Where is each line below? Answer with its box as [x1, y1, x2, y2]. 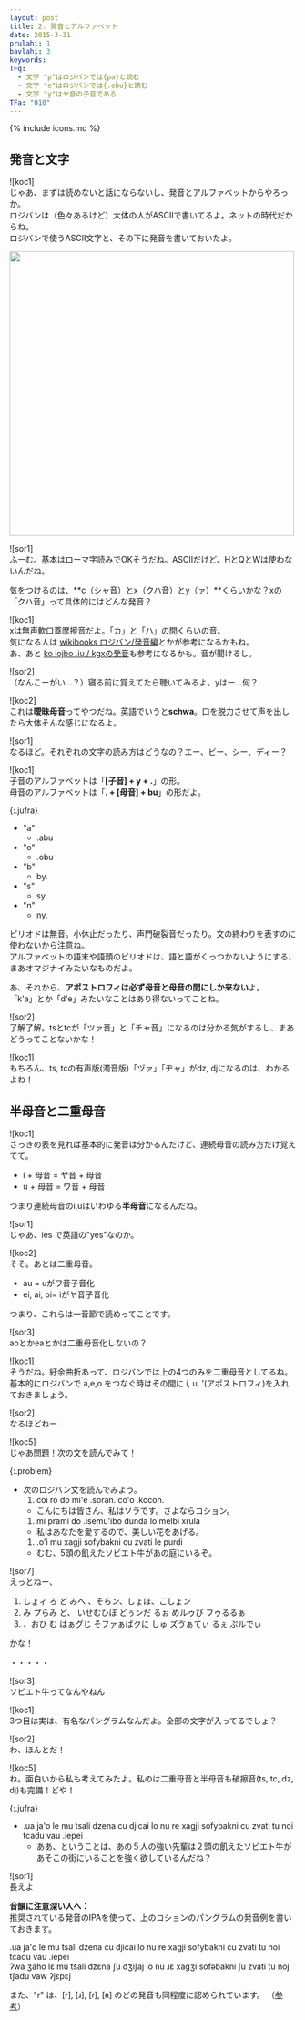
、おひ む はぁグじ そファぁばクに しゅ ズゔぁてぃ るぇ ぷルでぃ [22, 1619, 262, 1629]
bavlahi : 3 [9, 47, 51, 56]
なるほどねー [9, 1418, 57, 1429]
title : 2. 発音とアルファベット [9, 22, 118, 31]
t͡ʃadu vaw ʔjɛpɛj [9, 1971, 71, 1981]
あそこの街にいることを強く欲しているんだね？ [36, 1853, 212, 1863]
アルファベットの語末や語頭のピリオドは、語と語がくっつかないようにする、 [9, 951, 297, 962]
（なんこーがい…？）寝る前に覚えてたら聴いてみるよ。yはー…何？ [9, 677, 259, 688]
